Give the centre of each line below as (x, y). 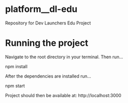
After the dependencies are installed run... (48, 76)
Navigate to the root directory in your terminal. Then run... (64, 57)
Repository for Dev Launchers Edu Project (48, 23)
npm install (16, 66)
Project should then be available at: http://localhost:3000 (63, 95)
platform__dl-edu (41, 9)
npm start (15, 86)
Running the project (47, 43)
